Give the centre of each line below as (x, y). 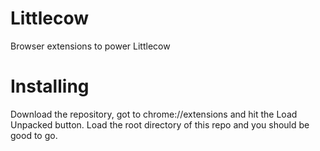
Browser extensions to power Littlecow (90, 46)
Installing (50, 86)
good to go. (34, 135)
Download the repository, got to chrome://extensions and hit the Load (154, 114)
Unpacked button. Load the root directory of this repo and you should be (160, 124)
